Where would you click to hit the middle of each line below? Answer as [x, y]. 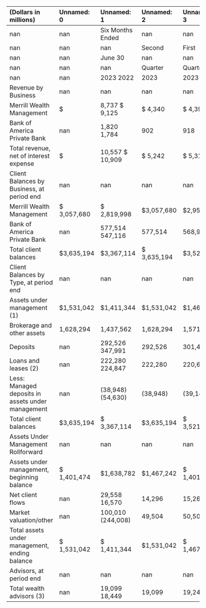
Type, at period [31, 283]
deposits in [25, 394]
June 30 [112, 58]
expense [22, 164]
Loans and [25, 360]
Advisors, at [27, 571]
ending [19, 553]
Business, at [27, 189]
